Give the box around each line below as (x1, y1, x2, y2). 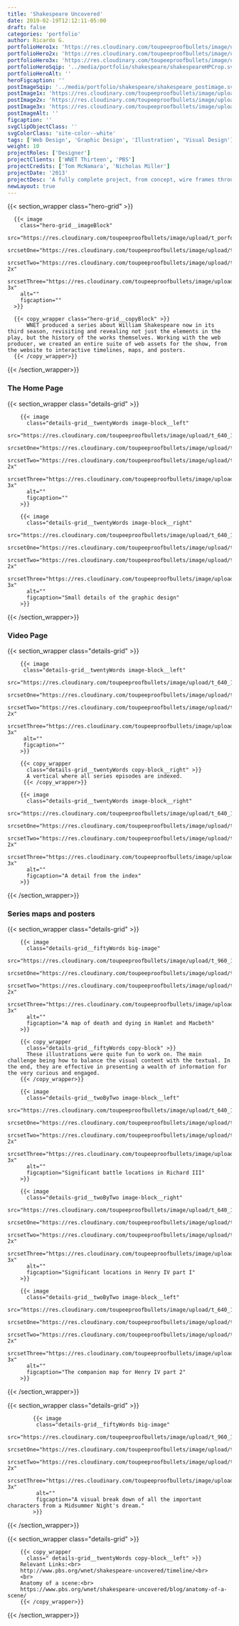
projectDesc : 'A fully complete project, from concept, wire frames (7, 176, 215, 183)
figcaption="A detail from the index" (26, 872, 142, 880)
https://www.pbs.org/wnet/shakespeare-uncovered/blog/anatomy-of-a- (20, 1586, 228, 1593)
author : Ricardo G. (7, 37, 65, 44)
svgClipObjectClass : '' (7, 123, 78, 130)
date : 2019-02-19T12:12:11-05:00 (7, 17, 107, 24)
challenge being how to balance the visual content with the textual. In (7, 1057, 231, 1065)
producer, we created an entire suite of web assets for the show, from (7, 340, 228, 348)
